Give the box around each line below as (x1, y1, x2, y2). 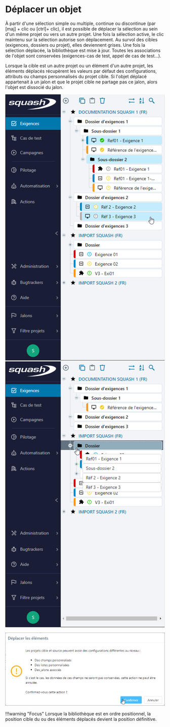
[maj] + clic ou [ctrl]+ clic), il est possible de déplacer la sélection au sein (5, 25, 158, 31)
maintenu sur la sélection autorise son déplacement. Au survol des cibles (5, 37, 158, 43)
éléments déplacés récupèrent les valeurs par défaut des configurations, (5, 68, 157, 74)
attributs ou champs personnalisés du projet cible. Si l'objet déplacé (5, 73, 147, 79)
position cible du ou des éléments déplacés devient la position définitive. (5, 716, 157, 722)
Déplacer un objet (5, 4, 82, 15)
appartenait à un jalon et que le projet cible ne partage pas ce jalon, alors (5, 79, 158, 85)
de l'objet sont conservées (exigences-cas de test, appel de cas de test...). (5, 52, 161, 59)
